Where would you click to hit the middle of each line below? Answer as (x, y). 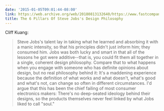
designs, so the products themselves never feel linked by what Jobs (85, 99)
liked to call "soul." (36, 104)
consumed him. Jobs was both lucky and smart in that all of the (81, 52)
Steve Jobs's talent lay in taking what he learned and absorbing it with (88, 42)
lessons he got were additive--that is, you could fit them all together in (88, 57)
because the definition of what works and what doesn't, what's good (86, 78)
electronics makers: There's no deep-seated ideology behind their (83, 93)
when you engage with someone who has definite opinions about (83, 68)
